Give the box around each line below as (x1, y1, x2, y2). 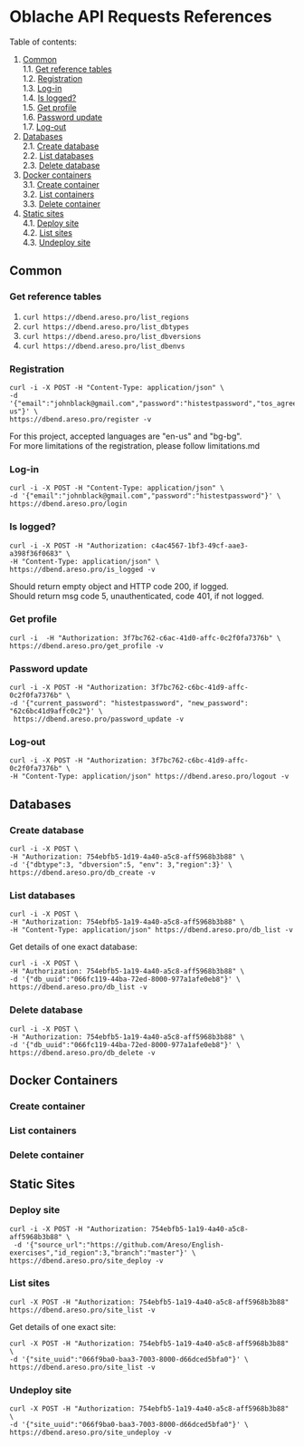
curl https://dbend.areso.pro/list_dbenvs (22, 342, 185, 351)
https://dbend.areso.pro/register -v (9, 414, 152, 423)
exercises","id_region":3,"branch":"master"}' (9, 1248, 188, 1257)
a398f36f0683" (9, 548, 63, 558)
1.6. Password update (22, 112, 102, 122)
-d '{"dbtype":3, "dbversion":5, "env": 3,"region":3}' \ (9, 860, 233, 869)
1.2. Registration (22, 73, 83, 83)
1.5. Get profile (22, 102, 77, 112)
